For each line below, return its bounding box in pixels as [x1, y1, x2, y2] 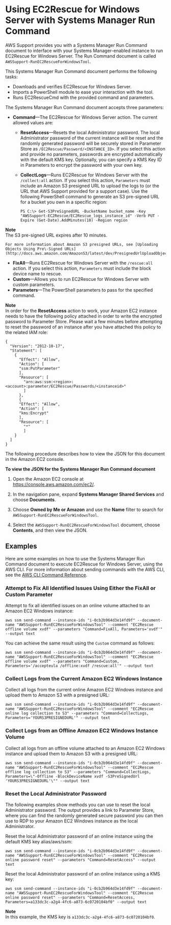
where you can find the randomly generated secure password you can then [5, 812, 164, 818]
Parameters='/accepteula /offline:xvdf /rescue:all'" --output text [5, 663, 154, 669]
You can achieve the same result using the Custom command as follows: [5, 640, 155, 646]
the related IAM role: [5, 329, 48, 335]
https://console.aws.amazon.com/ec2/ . [12, 481, 95, 487]
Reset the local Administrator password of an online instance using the [5, 833, 154, 839]
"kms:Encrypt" [18, 410, 49, 416]
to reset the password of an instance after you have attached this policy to [5, 324, 161, 330]
